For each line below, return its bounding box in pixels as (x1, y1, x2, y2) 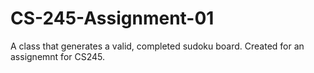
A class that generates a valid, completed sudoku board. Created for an (10, 40, 305, 52)
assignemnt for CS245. (10, 50, 106, 62)
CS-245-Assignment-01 (10, 7, 215, 30)
